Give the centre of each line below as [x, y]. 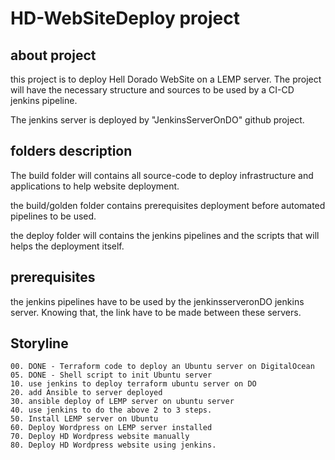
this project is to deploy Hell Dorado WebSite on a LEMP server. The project [166, 79]
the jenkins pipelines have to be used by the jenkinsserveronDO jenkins [157, 301]
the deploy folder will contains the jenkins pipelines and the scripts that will [165, 235]
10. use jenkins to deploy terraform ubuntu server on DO [133, 384]
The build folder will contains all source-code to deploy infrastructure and [162, 175]
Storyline [39, 343]
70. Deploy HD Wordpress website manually [100, 437]
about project [53, 55]
